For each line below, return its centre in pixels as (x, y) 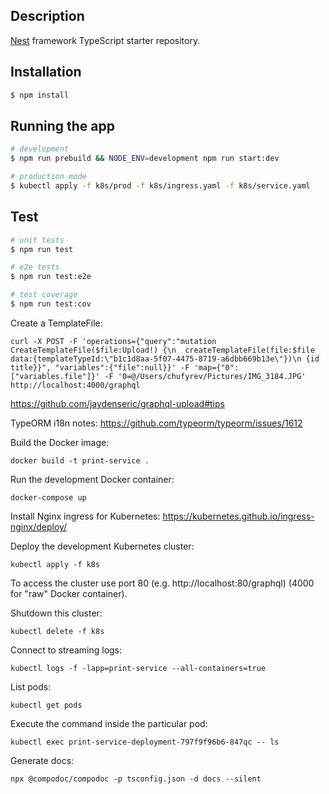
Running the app (62, 125)
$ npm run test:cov (51, 304)
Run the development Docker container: (92, 479)
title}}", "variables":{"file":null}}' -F (100, 367)
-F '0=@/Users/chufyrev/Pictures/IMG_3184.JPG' (205, 376)
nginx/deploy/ (39, 526)
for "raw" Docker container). (69, 593)
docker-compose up (48, 497)
